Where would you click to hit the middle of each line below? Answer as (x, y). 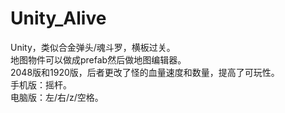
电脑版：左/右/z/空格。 (57, 97)
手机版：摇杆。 (41, 84)
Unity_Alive (58, 18)
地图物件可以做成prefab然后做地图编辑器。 (98, 59)
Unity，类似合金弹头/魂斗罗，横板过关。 (93, 47)
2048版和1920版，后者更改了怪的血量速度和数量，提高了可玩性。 (145, 72)
